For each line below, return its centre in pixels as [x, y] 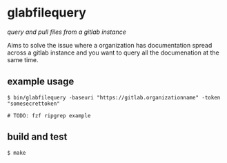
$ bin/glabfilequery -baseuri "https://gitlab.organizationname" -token [114, 97]
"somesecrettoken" [33, 104]
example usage [41, 82]
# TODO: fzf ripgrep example [49, 115]
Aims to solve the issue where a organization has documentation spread [110, 45]
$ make [17, 153]
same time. [23, 59]
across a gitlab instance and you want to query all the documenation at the [113, 52]
